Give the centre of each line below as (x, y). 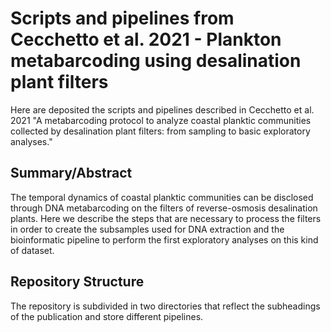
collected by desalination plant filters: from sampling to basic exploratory (160, 131)
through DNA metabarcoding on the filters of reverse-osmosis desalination (164, 208)
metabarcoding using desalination (156, 61)
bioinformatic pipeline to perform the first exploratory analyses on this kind (164, 239)
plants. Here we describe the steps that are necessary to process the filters (166, 218)
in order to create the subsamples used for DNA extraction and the (147, 229)
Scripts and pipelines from (122, 18)
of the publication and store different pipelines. (107, 316)
